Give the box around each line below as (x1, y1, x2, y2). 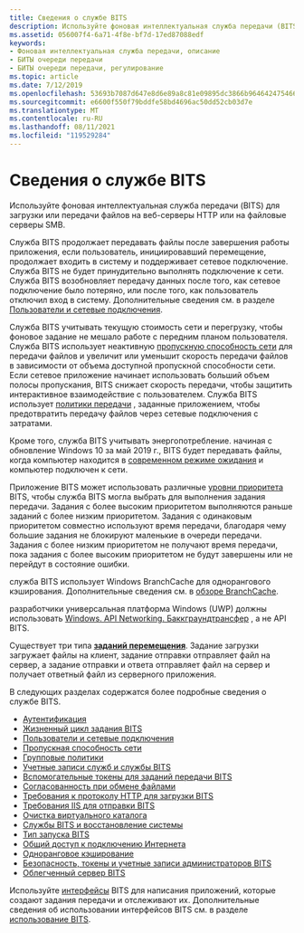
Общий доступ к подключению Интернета (22, 838, 186, 849)
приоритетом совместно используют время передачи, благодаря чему (9, 519, 287, 530)
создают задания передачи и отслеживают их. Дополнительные (9, 894, 260, 905)
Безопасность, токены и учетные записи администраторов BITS (22, 857, 272, 869)
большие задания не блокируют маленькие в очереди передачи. (9, 529, 262, 540)
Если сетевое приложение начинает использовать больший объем (9, 369, 270, 380)
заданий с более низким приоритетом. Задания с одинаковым (9, 510, 252, 521)
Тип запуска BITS (22, 829, 90, 840)
